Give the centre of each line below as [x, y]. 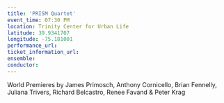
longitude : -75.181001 [40, 39]
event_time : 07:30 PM [39, 20]
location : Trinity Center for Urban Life [68, 26]
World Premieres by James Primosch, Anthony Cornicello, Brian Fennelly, [112, 84]
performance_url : [32, 46]
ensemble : [22, 59]
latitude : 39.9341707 [39, 33]
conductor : [23, 65]
